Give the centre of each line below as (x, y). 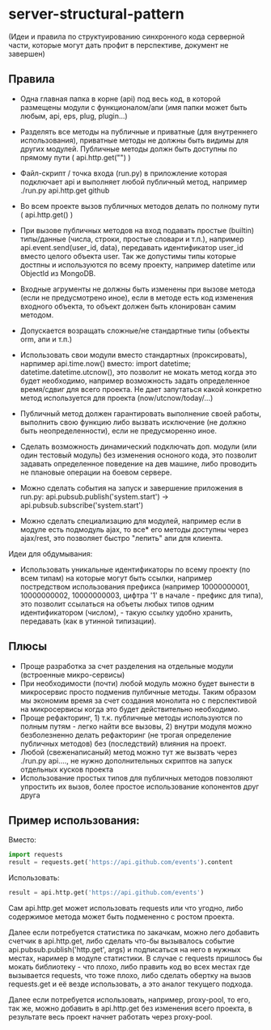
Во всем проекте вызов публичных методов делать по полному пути (140, 206)
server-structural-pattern (96, 14)
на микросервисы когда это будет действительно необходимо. (130, 709)
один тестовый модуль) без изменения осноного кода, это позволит (138, 455)
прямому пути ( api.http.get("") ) (75, 157)
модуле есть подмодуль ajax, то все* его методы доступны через (134, 529)
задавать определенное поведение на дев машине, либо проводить (138, 463)
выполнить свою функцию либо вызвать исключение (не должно (133, 422)
